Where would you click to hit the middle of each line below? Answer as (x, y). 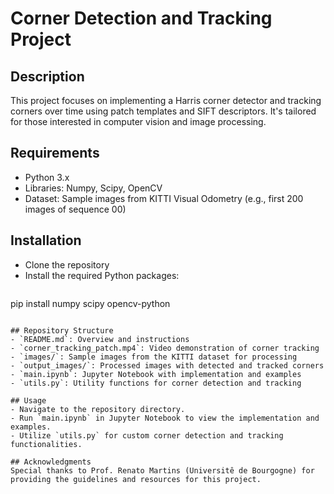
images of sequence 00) (75, 209)
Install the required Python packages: (102, 275)
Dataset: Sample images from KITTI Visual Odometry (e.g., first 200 (164, 198)
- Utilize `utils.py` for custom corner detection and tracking (147, 435)
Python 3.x (47, 177)
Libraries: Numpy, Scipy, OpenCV (93, 188)
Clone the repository (67, 264)
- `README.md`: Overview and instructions (100, 339)
